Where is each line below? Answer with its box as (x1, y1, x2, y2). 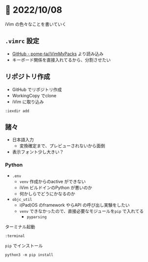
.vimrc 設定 (5, 37, 40, 45)
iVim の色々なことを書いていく (5, 21, 67, 27)
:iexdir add (5, 109, 29, 113)
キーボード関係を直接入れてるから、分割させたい (12, 57, 111, 63)
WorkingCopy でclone (12, 92, 57, 98)
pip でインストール (5, 242, 43, 248)
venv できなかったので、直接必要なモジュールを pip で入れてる (19, 208, 144, 214)
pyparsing (26, 215, 47, 219)
